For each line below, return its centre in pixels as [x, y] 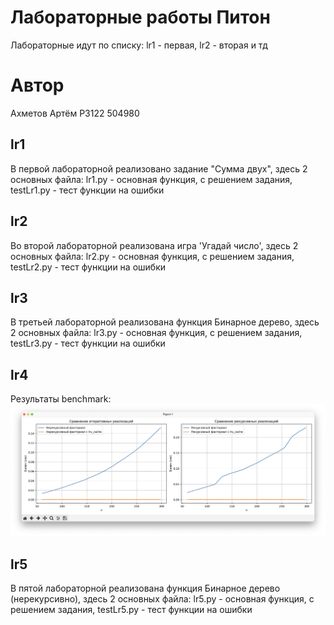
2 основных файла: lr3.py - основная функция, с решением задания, [156, 333]
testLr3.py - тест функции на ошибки [88, 343]
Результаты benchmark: [61, 399]
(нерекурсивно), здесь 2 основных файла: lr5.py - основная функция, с [162, 599]
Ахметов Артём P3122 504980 [75, 113]
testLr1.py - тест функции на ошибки [87, 190]
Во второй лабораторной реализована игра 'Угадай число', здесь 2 [154, 245]
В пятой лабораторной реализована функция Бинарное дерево [145, 588]
